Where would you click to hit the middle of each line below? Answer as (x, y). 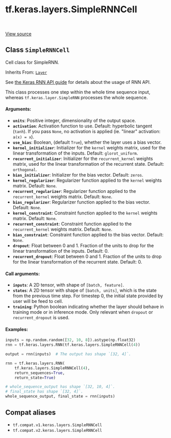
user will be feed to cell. (38, 301)
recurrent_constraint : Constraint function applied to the (72, 224)
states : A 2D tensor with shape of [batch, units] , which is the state (84, 291)
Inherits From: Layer (26, 72)
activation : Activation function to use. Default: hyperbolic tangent (82, 126)
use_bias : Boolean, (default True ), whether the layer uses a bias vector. (87, 142)
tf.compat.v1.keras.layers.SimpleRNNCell (57, 425)
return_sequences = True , (40, 373)
